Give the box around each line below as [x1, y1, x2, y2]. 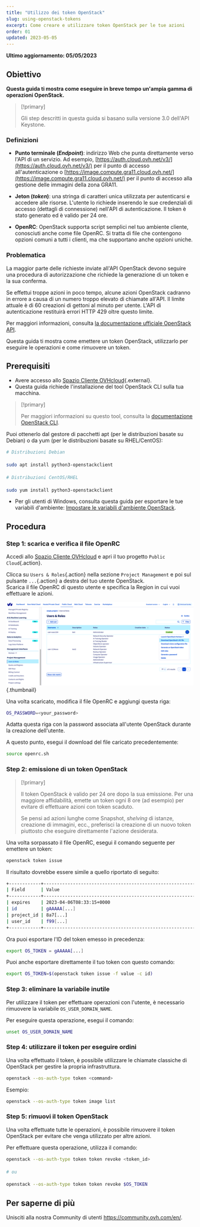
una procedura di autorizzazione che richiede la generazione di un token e [6, 271, 189, 278]
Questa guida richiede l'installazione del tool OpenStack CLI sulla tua [14, 383, 184, 391]
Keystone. [20, 121, 46, 128]
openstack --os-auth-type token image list [6, 1098, 116, 1105]
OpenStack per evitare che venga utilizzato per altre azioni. [6, 1132, 152, 1139]
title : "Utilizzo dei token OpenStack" [6, 10, 105, 16]
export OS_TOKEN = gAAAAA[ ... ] [6, 947, 84, 954]
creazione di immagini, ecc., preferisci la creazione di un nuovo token [20, 821, 192, 828]
